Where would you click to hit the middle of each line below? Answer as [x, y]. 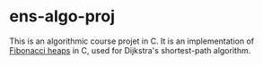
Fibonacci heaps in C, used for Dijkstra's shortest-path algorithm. [130, 50]
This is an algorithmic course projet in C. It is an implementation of [132, 41]
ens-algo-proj [62, 16]
